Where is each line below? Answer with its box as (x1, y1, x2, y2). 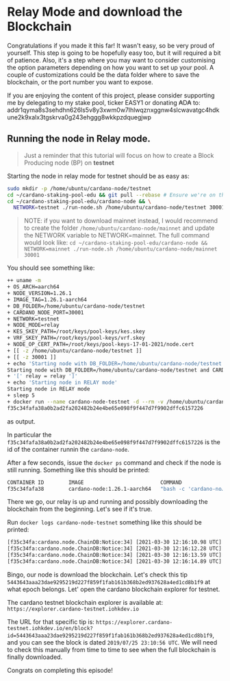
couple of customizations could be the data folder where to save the (7, 70, 200, 79)
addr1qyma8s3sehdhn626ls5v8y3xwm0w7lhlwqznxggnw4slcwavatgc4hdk (7, 106, 220, 114)
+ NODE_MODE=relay (7, 322, 60, 329)
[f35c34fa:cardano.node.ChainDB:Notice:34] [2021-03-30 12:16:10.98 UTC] (7, 539, 222, 546)
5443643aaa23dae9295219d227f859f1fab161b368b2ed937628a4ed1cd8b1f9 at (7, 577, 211, 586)
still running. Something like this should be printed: (7, 465, 150, 474)
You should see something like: (7, 264, 95, 272)
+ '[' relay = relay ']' (7, 373, 78, 380)
